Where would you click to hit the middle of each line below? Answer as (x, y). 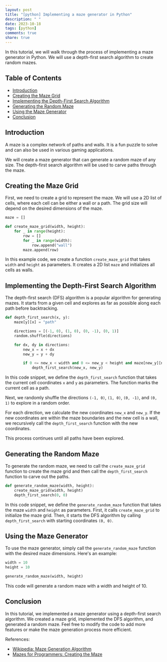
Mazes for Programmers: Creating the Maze (57, 654)
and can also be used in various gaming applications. (60, 150)
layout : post (19, 10)
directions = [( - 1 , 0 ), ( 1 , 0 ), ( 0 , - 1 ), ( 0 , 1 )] (67, 331)
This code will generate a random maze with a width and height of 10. (76, 586)
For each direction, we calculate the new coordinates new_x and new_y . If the (83, 413)
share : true (17, 38)
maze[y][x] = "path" (35, 322)
